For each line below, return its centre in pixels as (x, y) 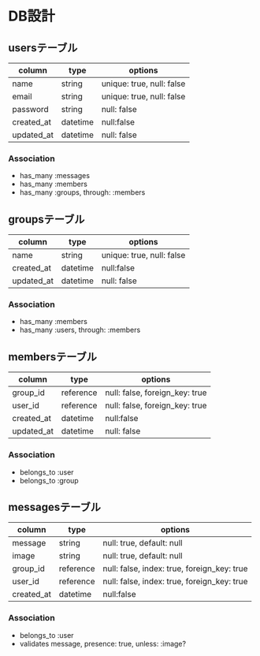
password (30, 109)
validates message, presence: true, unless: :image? (103, 643)
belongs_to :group (49, 480)
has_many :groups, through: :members (82, 192)
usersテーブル (43, 48)
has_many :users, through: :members (80, 330)
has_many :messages (55, 176)
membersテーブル (52, 357)
